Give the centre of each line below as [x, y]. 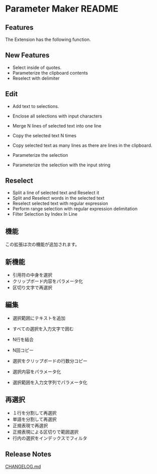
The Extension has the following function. [48, 39]
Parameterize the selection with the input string [61, 165]
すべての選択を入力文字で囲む [43, 329]
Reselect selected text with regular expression [60, 203]
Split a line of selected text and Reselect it [56, 193]
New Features [27, 55]
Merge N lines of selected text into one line [57, 126]
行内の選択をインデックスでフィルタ [50, 438]
